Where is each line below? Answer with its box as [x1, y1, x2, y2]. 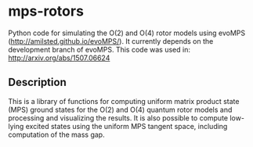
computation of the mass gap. [8, 130, 105, 139]
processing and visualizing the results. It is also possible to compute [8, 113, 229, 123]
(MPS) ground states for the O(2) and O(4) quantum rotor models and [8, 105, 233, 114]
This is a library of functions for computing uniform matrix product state [8, 96, 240, 106]
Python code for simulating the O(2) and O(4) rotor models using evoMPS [8, 28, 246, 38]
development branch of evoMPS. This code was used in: [8, 45, 190, 54]
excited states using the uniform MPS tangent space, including [25, 121, 228, 131]
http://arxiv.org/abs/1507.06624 [8, 53, 110, 63]
